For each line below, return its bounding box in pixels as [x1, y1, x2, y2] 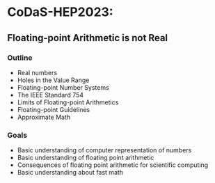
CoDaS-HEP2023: [7, 4, 113, 20]
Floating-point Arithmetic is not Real [7, 32, 168, 44]
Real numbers [17, 68, 58, 77]
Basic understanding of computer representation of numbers [17, 146, 192, 154]
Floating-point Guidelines [17, 105, 90, 113]
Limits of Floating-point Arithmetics [17, 98, 119, 106]
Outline [7, 53, 33, 63]
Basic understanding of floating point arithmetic [17, 154, 154, 162]
